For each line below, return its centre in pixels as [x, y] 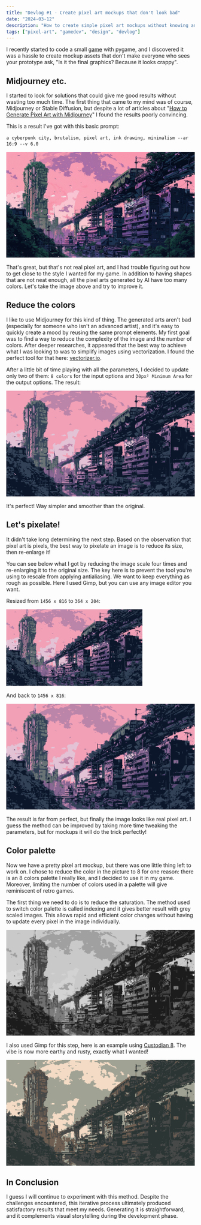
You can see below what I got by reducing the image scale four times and [97, 563]
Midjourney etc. [36, 81]
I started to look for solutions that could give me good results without [91, 95]
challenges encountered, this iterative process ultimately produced [89, 1203]
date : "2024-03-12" [31, 19]
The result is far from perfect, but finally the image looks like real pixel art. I [99, 819]
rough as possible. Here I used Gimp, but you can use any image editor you [99, 583]
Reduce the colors [41, 305]
